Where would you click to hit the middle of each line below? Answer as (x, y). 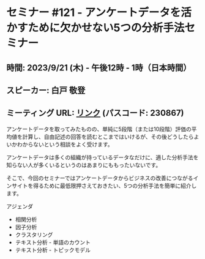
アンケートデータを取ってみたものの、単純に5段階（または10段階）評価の (99, 129)
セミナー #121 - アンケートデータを (94, 13)
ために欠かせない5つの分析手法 (106, 28)
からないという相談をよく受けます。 (68, 144)
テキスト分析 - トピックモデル (53, 250)
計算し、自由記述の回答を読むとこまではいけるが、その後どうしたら (108, 137)
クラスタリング (34, 235)
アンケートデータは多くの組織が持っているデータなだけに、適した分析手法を (102, 157)
